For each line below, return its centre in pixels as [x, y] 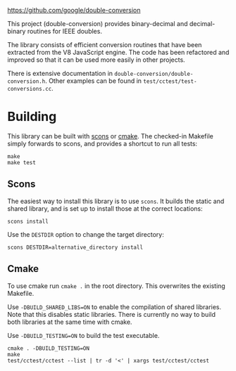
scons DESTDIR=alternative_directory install [75, 247]
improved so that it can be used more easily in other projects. [96, 60]
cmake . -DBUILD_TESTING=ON [49, 348]
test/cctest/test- [170, 82]
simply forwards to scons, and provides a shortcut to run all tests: [103, 143]
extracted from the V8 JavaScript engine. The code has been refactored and [118, 52]
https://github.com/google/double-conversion [74, 10]
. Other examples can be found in [93, 81]
